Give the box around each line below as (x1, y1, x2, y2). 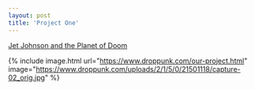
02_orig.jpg (8, 73, 46, 82)
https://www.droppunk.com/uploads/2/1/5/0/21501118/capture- (36, 64, 241, 73)
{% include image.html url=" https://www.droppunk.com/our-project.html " (8, 56, 248, 66)
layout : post (8, 11, 51, 20)
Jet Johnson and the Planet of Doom (8, 40, 128, 50)
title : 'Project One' (8, 19, 80, 27)
